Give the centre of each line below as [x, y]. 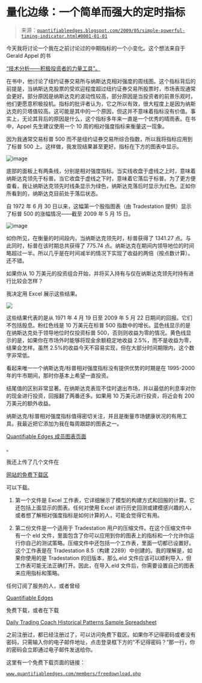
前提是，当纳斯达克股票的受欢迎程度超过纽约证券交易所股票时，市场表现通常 [101, 88]
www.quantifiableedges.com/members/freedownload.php [74, 673]
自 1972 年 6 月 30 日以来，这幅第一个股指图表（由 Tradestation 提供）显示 [99, 206]
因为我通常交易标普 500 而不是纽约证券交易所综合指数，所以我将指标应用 [97, 139]
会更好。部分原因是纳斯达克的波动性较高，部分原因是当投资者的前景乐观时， [101, 96]
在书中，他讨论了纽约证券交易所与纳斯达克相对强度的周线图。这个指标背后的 [101, 81]
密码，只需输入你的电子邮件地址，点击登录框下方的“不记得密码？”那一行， [98, 642]
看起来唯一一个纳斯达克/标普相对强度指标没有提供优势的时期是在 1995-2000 [101, 368]
